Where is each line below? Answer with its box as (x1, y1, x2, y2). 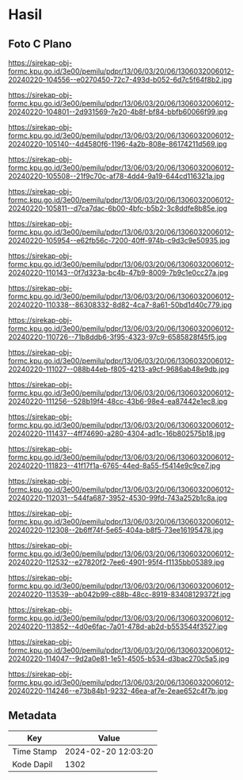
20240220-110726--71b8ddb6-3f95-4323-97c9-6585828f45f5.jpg (8, 333, 227, 341)
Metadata (8, 709, 57, 722)
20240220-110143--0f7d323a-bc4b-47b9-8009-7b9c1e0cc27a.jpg (8, 268, 229, 277)
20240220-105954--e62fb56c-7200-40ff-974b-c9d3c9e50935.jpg (8, 236, 230, 245)
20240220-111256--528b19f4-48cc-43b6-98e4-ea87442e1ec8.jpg (8, 397, 228, 405)
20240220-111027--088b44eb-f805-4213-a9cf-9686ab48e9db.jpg (8, 364, 230, 374)
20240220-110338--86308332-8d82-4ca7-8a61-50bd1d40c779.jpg (8, 300, 232, 310)
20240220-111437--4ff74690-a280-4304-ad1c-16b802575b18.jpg (8, 429, 226, 438)
